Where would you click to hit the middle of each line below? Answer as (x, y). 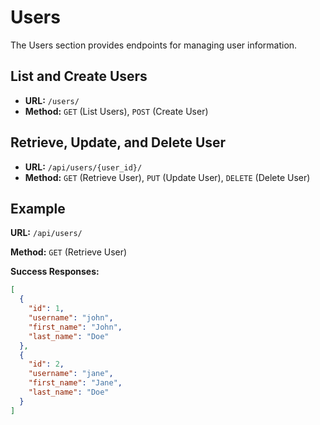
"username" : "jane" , (71, 374)
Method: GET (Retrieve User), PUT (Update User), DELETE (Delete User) (167, 177)
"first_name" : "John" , (75, 327)
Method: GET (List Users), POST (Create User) (116, 111)
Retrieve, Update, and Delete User (118, 142)
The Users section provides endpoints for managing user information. (154, 45)
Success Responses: (55, 272)
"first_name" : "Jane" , (75, 383)
